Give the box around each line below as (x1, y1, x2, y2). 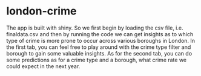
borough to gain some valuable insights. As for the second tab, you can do (6, 49, 193, 57)
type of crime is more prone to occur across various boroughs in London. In (6, 37, 196, 44)
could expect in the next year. (6, 62, 81, 70)
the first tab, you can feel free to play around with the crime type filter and (6, 43, 191, 51)
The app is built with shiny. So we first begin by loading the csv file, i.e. (6, 24, 183, 31)
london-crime (6, 4, 77, 18)
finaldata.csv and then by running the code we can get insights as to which (6, 30, 194, 37)
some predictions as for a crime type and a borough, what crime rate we (6, 56, 187, 63)
